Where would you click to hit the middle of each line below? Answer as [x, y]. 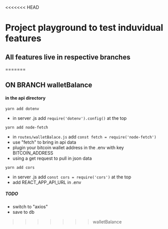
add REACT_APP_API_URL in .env [47, 182]
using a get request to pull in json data [52, 158]
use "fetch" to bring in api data [44, 142]
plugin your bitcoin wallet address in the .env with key [68, 147]
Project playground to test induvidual [84, 28]
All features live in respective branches [68, 57]
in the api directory [25, 98]
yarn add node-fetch [27, 127]
